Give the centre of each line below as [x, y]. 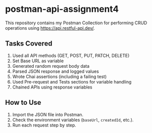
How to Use [23, 103]
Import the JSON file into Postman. [48, 114]
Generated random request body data [51, 66]
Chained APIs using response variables [52, 87]
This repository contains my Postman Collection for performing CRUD [76, 23]
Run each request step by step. [44, 125]
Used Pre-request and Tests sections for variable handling [72, 82]
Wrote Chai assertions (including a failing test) [59, 76]
